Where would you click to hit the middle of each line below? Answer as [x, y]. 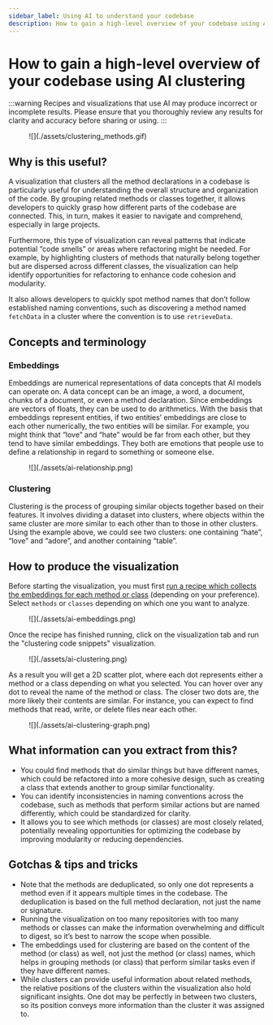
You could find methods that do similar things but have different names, [140, 770]
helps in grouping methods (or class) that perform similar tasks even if [138, 962]
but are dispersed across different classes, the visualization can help [123, 266]
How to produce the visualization [94, 567]
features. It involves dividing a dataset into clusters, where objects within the [136, 515]
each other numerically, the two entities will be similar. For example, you [129, 426]
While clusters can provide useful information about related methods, [136, 979]
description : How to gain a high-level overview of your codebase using [134, 24]
